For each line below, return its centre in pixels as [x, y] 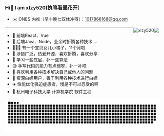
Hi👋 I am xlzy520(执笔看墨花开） [44, 7]
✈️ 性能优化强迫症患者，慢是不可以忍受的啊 [55, 84]
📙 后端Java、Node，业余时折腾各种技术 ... [55, 42]
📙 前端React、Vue [30, 35]
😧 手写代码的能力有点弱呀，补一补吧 [49, 66]
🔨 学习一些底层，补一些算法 [40, 60]
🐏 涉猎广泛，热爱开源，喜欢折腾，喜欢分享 [55, 54]
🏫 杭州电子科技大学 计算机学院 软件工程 [52, 92]
